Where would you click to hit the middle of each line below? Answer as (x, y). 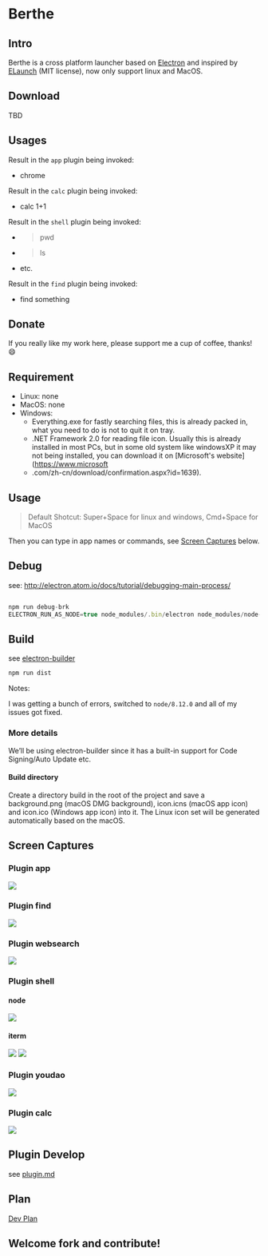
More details (33, 733)
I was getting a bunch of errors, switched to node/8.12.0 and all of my (123, 704)
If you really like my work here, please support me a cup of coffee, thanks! (130, 344)
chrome (32, 175)
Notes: (19, 689)
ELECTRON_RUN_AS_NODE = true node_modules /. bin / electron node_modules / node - (135, 614)
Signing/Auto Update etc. (50, 759)
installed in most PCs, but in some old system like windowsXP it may (144, 447)
